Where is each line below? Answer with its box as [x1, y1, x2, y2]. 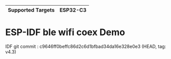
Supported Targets [8, 7, 55, 13]
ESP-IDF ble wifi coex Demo [5, 26, 125, 38]
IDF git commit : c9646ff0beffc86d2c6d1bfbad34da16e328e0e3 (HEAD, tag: [5, 43, 166, 49]
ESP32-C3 [59, 7, 87, 13]
